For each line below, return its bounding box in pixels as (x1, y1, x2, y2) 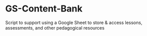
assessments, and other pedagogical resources (5, 24, 105, 30)
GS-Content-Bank (5, 3, 83, 14)
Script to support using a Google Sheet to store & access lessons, (5, 19, 143, 25)
